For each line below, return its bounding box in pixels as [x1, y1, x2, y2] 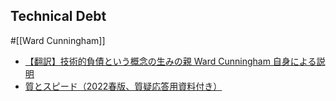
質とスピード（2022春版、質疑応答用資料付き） [24, 80, 223, 92]
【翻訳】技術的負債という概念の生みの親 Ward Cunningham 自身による [24, 55, 317, 67]
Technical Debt [10, 8, 107, 25]
